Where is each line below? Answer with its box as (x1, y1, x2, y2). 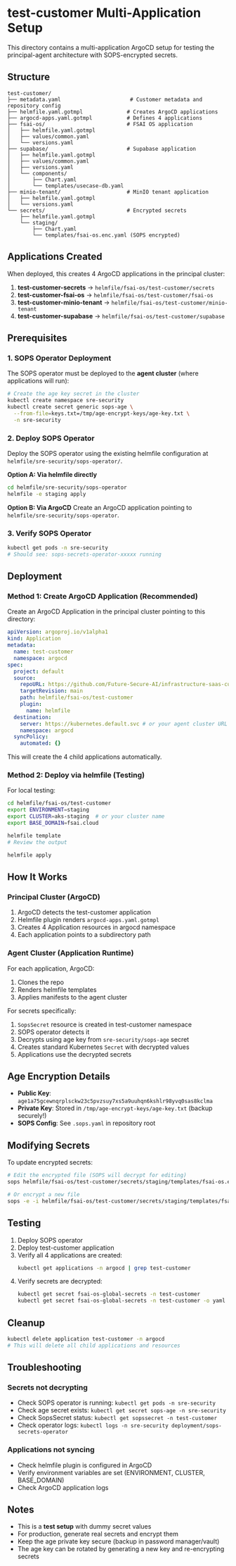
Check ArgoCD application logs (17, 1483, 109, 1491)
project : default (13, 668, 65, 675)
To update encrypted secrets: (7, 1158, 93, 1167)
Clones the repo (17, 978, 65, 986)
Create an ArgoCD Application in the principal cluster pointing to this (7, 607, 206, 616)
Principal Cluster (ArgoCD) (7, 892, 100, 902)
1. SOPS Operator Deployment (7, 353, 112, 363)
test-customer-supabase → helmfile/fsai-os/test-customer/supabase (17, 311, 225, 320)
